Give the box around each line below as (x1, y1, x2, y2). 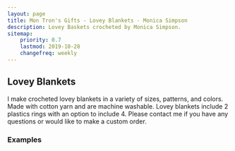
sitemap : (7, 30, 33, 37)
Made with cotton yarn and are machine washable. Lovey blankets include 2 (7, 102, 229, 110)
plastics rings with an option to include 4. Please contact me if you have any (7, 109, 229, 118)
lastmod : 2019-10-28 (20, 43, 80, 50)
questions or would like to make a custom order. (7, 117, 147, 126)
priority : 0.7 (20, 37, 61, 44)
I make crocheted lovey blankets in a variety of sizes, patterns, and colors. (7, 95, 224, 103)
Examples (7, 135, 42, 145)
